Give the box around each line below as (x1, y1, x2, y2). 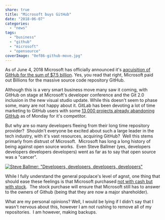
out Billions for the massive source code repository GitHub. (5, 77, 125, 83)
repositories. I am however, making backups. (5, 209, 97, 215)
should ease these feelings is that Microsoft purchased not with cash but (5, 178, 153, 184)
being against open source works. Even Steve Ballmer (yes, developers (5, 144, 151, 150)
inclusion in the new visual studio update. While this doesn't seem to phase (5, 97, 158, 103)
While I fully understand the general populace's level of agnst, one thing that (5, 174, 160, 179)
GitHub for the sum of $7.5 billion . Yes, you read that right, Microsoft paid (5, 72, 154, 78)
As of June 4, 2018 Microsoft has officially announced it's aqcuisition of (5, 67, 151, 73)
